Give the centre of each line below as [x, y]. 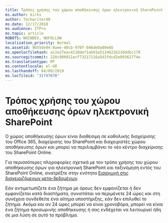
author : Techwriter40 [28, 19]
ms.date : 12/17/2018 [27, 24]
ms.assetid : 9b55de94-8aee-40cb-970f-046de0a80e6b [59, 48]
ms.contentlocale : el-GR [31, 66]
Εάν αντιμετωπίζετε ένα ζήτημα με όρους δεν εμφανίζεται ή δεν [73, 188]
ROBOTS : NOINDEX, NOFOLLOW [33, 38]
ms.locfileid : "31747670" [32, 76]
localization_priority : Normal [38, 43]
